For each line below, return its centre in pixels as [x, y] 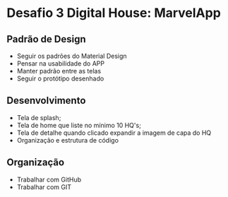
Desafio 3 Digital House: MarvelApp [114, 13]
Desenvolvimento [46, 101]
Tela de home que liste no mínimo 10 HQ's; [79, 125]
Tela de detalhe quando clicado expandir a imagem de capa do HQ [114, 133]
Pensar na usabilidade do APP [61, 64]
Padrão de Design [46, 39]
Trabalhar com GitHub [49, 179]
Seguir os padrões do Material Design [72, 56]
